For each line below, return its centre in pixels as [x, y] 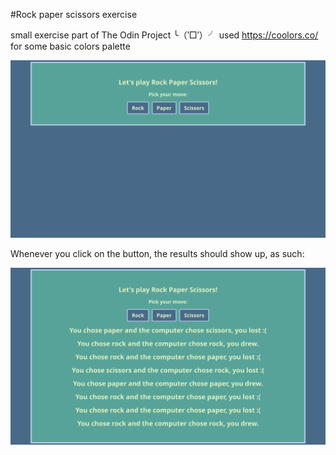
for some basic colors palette [70, 46]
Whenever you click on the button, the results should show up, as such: [157, 253]
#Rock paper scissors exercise [74, 14]
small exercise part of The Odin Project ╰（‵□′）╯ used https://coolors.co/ [164, 35]
